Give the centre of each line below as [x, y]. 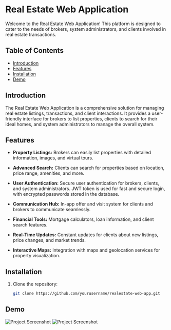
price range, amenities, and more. [49, 173]
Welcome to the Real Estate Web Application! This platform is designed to [83, 24]
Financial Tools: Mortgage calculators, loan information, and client [83, 219]
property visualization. [36, 256]
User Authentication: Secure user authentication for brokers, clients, [86, 183]
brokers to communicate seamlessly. [52, 210]
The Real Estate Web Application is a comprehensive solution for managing [85, 108]
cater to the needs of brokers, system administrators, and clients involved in [85, 29]
